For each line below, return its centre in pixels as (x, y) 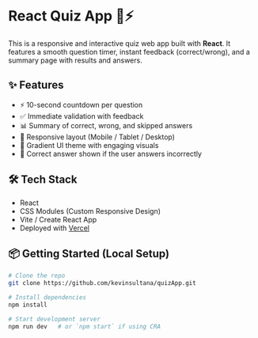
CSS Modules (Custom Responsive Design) (90, 211)
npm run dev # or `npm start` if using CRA (84, 326)
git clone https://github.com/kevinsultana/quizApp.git (102, 283)
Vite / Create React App (58, 219)
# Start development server (55, 319)
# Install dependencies (47, 298)
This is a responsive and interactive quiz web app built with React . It (120, 43)
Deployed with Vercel (54, 228)
